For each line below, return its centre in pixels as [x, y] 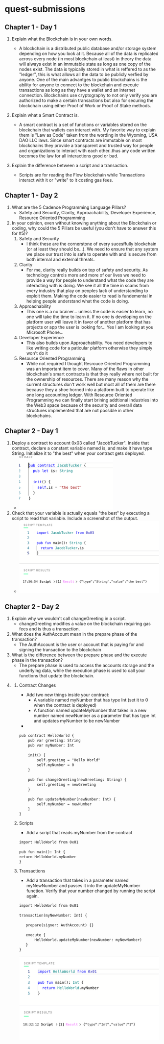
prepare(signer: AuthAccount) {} [60, 925]
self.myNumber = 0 [55, 765]
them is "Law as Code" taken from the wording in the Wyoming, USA [88, 135]
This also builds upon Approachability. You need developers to [89, 343]
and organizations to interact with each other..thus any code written [87, 151]
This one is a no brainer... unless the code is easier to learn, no [89, 311]
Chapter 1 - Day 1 [31, 27]
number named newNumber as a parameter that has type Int [95, 716]
